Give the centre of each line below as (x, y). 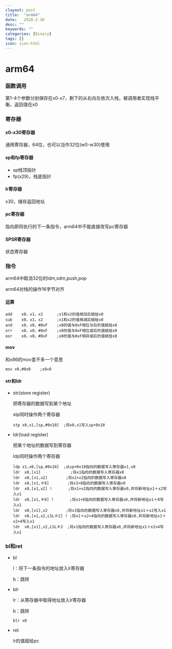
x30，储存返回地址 (25, 201)
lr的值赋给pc (26, 641)
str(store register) (31, 393)
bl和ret (14, 546)
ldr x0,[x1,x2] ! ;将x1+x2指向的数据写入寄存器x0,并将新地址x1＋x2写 (90, 489)
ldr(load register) (31, 435)
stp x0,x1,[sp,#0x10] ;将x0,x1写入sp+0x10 (59, 425)
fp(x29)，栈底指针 (32, 176)
